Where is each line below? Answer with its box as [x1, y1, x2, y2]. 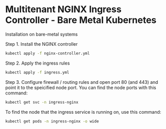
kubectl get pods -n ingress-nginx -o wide [5, 118, 99, 124]
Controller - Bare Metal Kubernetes [5, 14, 157, 26]
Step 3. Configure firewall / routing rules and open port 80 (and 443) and [5, 79, 158, 85]
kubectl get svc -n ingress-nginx [5, 100, 79, 105]
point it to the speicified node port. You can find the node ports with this [5, 84, 156, 90]
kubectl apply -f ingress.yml [5, 70, 70, 75]
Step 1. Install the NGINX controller [5, 41, 78, 47]
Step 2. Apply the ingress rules [5, 60, 70, 66]
